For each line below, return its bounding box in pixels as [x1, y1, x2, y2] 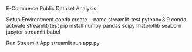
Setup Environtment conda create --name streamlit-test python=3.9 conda [6, 16, 187, 23]
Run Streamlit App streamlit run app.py [6, 40, 100, 46]
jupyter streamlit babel [6, 28, 60, 35]
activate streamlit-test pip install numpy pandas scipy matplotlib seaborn [6, 23, 182, 29]
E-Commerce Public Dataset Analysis [6, 5, 97, 12]
